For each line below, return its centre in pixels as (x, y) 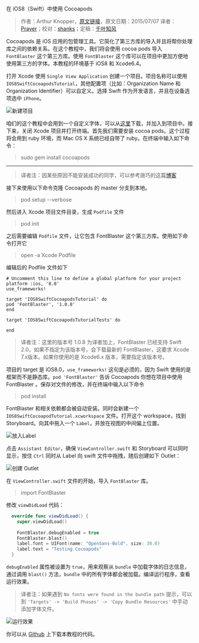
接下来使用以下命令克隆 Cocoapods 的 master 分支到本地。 (78, 188)
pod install (33, 396)
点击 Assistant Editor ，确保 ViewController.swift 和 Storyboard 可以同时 (97, 448)
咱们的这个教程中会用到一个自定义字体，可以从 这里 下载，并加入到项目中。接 (99, 123)
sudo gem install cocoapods (55, 157)
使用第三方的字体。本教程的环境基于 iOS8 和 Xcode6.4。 (76, 63)
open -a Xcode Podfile (48, 255)
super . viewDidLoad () (42, 522)
